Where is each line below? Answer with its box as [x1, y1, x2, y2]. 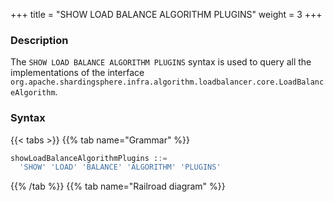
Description [10, 33, 69, 47]
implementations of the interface [10, 67, 145, 79]
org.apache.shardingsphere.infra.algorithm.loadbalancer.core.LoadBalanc [10, 77, 325, 88]
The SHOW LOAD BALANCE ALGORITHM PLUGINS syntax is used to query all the [10, 56, 312, 68]
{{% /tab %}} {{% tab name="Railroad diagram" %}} [10, 180, 226, 193]
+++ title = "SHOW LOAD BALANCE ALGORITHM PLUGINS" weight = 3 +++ [10, 9, 323, 20]
